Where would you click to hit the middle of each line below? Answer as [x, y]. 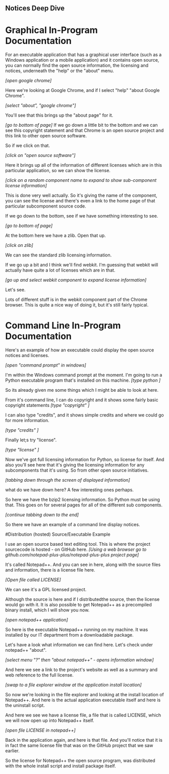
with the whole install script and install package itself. [61, 766]
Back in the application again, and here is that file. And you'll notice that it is [84, 740]
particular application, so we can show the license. [58, 171]
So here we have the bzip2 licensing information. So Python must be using [82, 500]
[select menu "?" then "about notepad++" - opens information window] [79, 660]
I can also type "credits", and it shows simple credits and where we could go [84, 415]
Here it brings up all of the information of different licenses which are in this [84, 165]
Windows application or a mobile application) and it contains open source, [82, 60]
